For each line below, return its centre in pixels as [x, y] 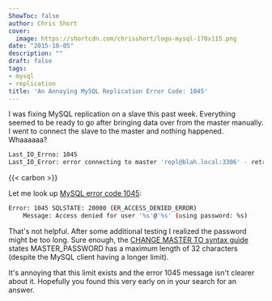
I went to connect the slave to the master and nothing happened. [116, 131]
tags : [17, 69]
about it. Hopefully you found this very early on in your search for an [123, 281]
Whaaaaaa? [28, 140]
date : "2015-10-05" [41, 46]
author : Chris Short [43, 23]
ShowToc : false [34, 16]
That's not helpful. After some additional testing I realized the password [127, 231]
